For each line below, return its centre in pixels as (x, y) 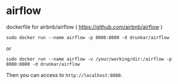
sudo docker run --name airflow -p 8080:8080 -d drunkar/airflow (88, 37)
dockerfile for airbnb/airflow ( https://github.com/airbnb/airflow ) (84, 27)
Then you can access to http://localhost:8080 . (64, 75)
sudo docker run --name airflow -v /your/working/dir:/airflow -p (89, 59)
